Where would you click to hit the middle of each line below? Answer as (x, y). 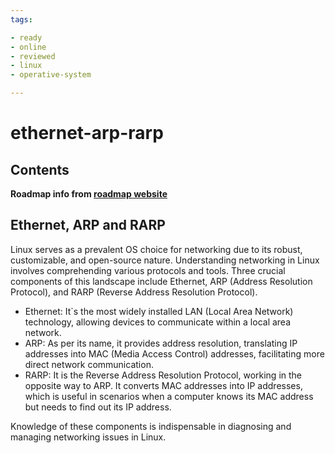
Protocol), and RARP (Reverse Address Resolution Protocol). (134, 292)
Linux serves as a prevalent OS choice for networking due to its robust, (156, 249)
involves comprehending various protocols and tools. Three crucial (148, 270)
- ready (26, 37)
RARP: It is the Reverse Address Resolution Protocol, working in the (163, 375)
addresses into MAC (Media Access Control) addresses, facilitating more (174, 353)
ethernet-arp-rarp (87, 133)
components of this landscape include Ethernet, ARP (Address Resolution (161, 281)
